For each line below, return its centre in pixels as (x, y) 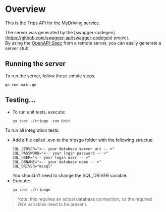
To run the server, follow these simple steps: (50, 76)
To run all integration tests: (32, 130)
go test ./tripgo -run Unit (41, 121)
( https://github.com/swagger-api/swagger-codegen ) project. (67, 38)
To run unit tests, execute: (39, 112)
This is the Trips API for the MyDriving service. (53, 23)
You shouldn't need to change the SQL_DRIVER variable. (70, 175)
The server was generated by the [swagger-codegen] (60, 32)
